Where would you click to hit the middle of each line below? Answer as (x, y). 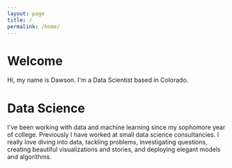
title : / (20, 20)
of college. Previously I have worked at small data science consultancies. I (113, 135)
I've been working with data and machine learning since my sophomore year (116, 127)
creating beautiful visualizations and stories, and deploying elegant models (114, 149)
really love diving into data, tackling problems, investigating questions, (107, 142)
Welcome (35, 61)
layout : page (26, 14)
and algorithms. (29, 157)
